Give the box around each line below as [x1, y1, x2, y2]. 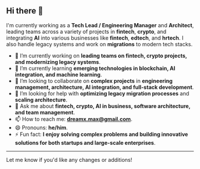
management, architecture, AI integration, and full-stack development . [14, 84, 194, 91]
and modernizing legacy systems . [14, 58, 101, 65]
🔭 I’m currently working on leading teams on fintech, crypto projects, [14, 52, 187, 59]
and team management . [14, 109, 76, 116]
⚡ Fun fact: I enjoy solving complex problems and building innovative [14, 130, 189, 138]
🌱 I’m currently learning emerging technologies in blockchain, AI [14, 65, 176, 72]
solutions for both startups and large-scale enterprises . [14, 139, 156, 146]
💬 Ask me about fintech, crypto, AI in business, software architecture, [14, 102, 190, 110]
